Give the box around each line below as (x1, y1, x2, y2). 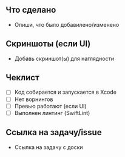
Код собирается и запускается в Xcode (14, 88, 117, 96)
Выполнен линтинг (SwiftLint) (14, 109, 90, 116)
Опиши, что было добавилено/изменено (14, 21, 120, 28)
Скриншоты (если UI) (5, 39, 91, 49)
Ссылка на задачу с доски (14, 143, 83, 151)
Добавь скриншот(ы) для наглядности (14, 55, 115, 62)
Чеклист (5, 72, 40, 83)
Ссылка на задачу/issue (5, 127, 102, 138)
